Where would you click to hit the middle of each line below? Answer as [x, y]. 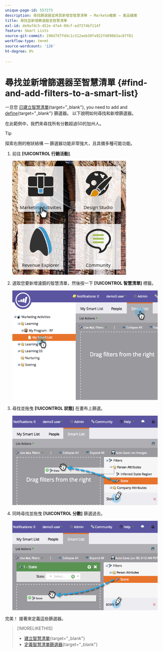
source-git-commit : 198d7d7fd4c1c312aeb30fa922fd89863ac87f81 [69, 36]
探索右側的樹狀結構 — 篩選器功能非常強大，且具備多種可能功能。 [70, 143]
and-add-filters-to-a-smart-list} [72, 93]
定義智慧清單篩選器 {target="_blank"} [61, 644]
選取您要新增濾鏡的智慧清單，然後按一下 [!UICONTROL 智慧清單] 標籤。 [84, 283]
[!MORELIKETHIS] [35, 628]
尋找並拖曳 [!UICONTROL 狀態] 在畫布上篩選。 [58, 408]
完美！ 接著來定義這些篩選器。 [35, 618]
